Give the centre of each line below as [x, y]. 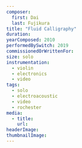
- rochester [27, 107]
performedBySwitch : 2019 [37, 46]
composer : [19, 12]
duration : [19, 34]
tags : [13, 85]
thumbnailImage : [27, 136]
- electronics [29, 74]
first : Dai [25, 18]
